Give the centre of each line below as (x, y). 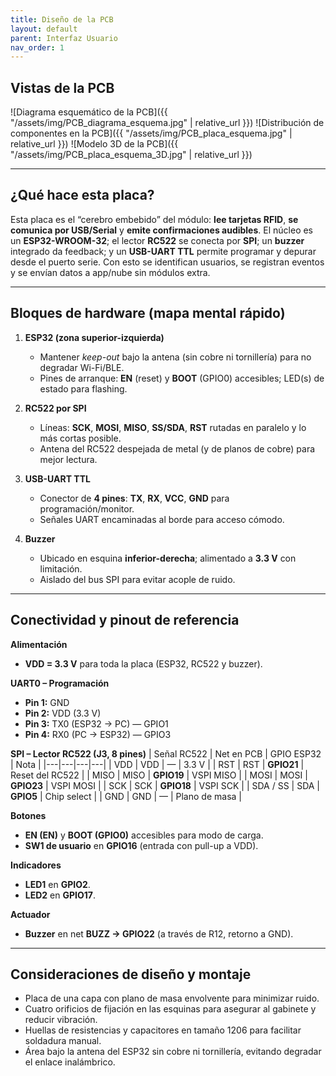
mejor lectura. (68, 459)
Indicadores (36, 865)
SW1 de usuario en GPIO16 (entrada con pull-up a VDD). (141, 845)
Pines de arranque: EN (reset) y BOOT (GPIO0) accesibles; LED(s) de (182, 378)
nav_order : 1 (37, 47)
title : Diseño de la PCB (62, 19)
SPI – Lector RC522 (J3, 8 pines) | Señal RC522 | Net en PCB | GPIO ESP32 (166, 753)
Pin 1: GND (47, 702)
